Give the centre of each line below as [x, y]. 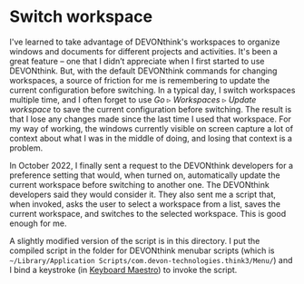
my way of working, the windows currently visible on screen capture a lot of [151, 128]
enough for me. [38, 223]
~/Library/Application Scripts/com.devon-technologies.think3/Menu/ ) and [151, 260]
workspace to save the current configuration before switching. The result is [151, 109]
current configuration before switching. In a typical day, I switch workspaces [152, 90]
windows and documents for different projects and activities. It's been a [144, 51]
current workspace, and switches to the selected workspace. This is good [148, 213]
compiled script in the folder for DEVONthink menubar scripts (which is [142, 250]
